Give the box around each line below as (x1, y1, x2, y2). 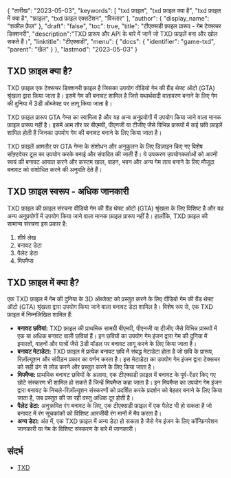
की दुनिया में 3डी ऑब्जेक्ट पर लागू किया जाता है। (7, 99, 113, 107)
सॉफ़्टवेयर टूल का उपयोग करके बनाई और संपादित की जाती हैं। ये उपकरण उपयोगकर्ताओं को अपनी (7, 150, 218, 158)
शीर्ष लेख (16, 233, 36, 241)
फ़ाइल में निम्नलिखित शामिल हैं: (7, 310, 74, 319)
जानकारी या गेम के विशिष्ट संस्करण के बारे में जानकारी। (16, 425, 137, 433)
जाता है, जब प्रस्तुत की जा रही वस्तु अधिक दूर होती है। (16, 394, 134, 402)
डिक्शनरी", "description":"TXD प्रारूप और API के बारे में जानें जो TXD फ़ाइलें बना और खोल (7, 30, 218, 38)
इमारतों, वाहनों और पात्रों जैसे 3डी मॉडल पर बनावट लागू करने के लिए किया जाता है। (16, 340, 197, 348)
